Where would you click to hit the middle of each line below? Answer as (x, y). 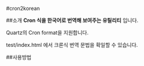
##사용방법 (19, 57)
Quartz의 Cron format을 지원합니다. (47, 32)
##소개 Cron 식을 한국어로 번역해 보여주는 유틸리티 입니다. (72, 20)
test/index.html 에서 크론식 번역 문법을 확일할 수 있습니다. (72, 45)
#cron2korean (23, 8)
